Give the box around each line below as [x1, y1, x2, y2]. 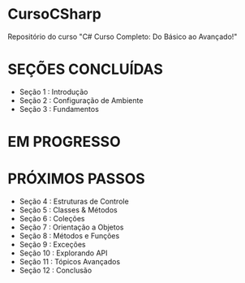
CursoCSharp [7, 5, 102, 24]
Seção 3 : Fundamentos [19, 104, 99, 114]
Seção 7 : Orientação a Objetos [19, 222, 124, 232]
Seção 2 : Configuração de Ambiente [19, 95, 144, 105]
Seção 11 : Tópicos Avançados [19, 257, 121, 266]
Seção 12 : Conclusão [19, 265, 92, 275]
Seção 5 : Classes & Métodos [19, 205, 118, 215]
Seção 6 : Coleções [19, 214, 85, 223]
